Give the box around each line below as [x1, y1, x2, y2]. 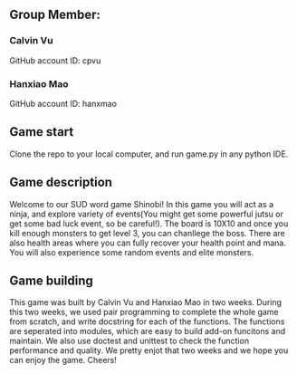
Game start [9, 124, 74, 139]
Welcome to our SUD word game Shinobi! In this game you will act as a [9, 198, 274, 209]
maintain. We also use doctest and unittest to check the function [9, 335, 250, 347]
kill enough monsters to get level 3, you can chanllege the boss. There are [9, 227, 285, 238]
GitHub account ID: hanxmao [9, 98, 118, 109]
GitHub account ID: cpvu [9, 54, 101, 66]
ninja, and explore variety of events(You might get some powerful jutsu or [9, 208, 283, 219]
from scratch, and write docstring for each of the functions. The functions [9, 316, 285, 327]
